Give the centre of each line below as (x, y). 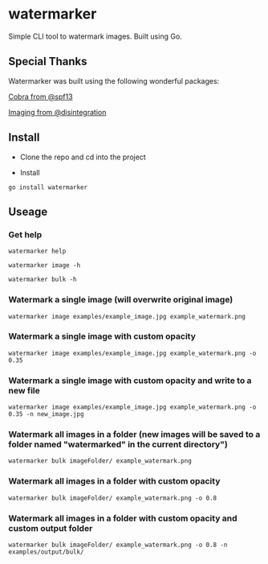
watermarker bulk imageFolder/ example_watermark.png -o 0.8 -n (118, 545)
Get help (25, 234)
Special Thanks (48, 62)
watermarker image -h (45, 266)
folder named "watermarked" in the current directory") (118, 445)
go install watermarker (48, 187)
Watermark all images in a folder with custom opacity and (123, 518)
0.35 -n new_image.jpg (46, 414)
